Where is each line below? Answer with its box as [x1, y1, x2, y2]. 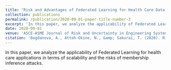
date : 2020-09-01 [5, 26, 42, 31]
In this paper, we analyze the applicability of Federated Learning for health [5, 49, 161, 55]
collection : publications [5, 12, 60, 17]
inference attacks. [5, 60, 43, 66]
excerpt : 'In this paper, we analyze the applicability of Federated [5, 21, 156, 27]
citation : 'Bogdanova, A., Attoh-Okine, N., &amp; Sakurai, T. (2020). [5, 36, 160, 41]
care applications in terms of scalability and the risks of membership [5, 54, 149, 60]
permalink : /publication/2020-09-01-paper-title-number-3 [5, 17, 131, 22]
